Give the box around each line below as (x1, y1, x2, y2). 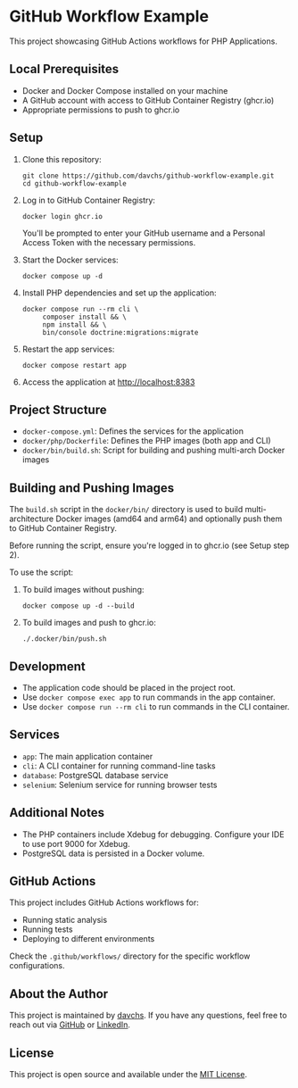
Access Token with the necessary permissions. (21, 237, 196, 247)
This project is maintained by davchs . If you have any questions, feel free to (9, 1010, 287, 1021)
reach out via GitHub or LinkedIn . (9, 1019, 131, 1030)
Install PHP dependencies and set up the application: (21, 287, 217, 298)
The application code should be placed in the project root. (21, 683, 236, 693)
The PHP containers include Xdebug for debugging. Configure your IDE (21, 828, 285, 840)
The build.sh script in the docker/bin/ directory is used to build (9, 504, 244, 515)
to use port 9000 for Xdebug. (21, 838, 131, 849)
